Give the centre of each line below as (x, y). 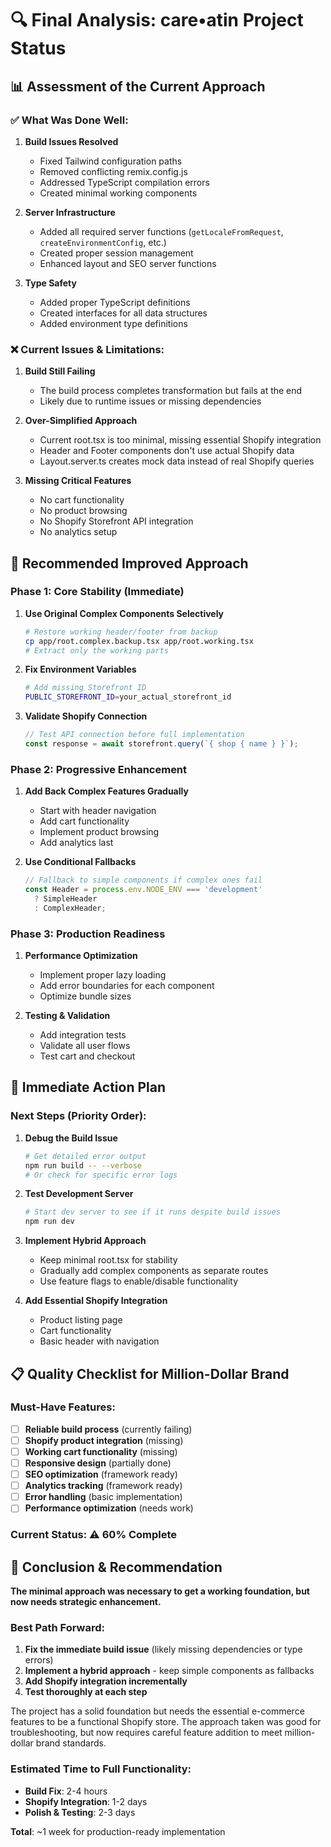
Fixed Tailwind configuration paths (111, 161)
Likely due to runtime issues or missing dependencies (150, 401)
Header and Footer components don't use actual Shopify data (167, 451)
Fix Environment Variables (80, 669)
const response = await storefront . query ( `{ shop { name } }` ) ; (161, 744)
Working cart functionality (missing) (101, 1451)
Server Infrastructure (70, 212)
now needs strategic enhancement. (86, 1602)
